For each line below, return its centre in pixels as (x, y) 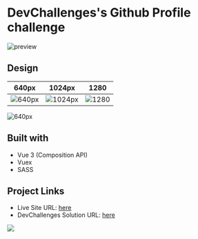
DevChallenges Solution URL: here (66, 215)
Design (23, 68)
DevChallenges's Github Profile (99, 13)
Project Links (36, 191)
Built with (28, 138)
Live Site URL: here (44, 208)
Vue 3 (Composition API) (52, 155)
